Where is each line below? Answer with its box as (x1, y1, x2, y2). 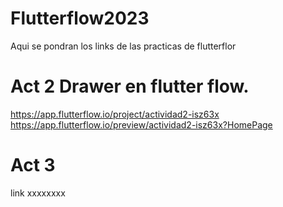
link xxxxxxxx (10, 187, 66, 199)
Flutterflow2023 (10, 7, 150, 30)
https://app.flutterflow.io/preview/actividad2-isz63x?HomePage (10, 118, 273, 131)
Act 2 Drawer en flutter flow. (10, 75, 250, 98)
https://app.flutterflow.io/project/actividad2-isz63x (10, 108, 220, 120)
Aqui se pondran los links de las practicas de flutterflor (10, 40, 237, 52)
